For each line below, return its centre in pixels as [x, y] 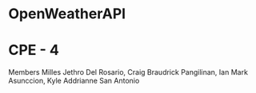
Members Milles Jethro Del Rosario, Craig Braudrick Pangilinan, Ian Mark [128, 72]
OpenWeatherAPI [67, 14]
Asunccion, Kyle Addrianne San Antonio [74, 81]
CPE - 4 [34, 50]
